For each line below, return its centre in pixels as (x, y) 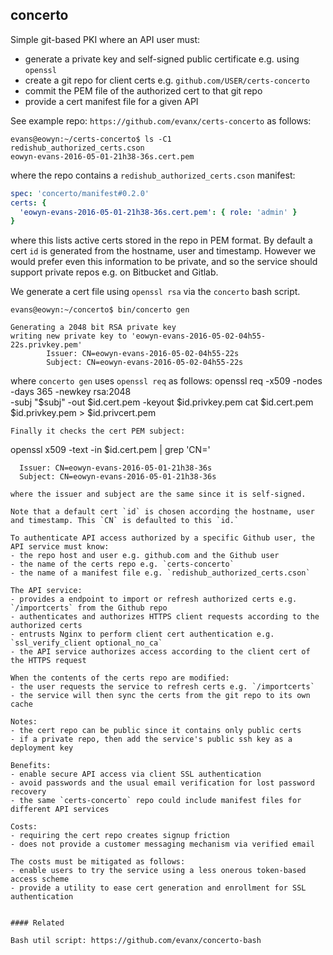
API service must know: (60, 547)
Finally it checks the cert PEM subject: (98, 431)
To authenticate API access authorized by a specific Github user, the (162, 538)
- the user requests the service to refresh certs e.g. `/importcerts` (162, 687)
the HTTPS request (48, 661)
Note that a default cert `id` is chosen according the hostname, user (162, 512)
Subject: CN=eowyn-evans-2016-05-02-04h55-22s (145, 363)
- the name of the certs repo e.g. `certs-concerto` (122, 564)
